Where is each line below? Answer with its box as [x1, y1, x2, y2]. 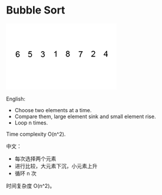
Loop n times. [14, 119, 48, 126]
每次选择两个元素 [14, 155, 57, 162]
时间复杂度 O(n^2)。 [6, 182, 55, 189]
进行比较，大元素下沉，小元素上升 [14, 162, 98, 169]
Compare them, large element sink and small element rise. [14, 113, 156, 120]
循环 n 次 [14, 170, 37, 177]
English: [6, 95, 25, 102]
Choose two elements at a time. [14, 106, 92, 113]
